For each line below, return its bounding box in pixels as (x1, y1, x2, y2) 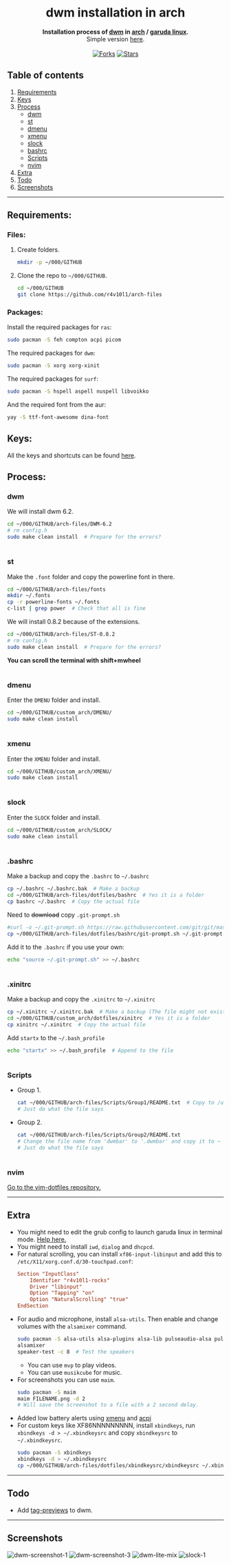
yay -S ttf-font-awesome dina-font (7, 413, 109, 421)
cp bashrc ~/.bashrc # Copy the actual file (7, 898, 140, 905)
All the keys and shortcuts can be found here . (7, 451, 136, 459)
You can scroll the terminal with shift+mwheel (7, 656, 141, 664)
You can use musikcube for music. (27, 1368, 122, 1376)
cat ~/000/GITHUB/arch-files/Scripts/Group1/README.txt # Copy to (16, 1099, 214, 1106)
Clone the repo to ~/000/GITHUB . (16, 271, 107, 280)
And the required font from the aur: (7, 400, 107, 408)
